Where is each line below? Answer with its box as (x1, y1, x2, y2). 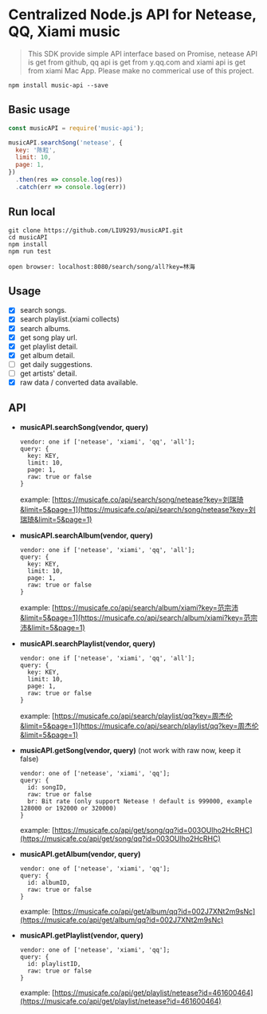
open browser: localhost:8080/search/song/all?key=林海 (8, 262, 195, 270)
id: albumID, (27, 878, 71, 886)
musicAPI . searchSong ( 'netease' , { (8, 138, 124, 147)
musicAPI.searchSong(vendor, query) (19, 422, 149, 432)
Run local (8, 205, 56, 219)
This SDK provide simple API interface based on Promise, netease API (27, 49, 257, 58)
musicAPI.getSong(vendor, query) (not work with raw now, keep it (19, 745, 241, 755)
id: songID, (27, 783, 67, 791)
